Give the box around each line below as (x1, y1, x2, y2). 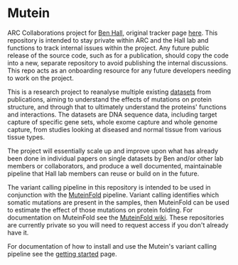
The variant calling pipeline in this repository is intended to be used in (7, 183, 211, 191)
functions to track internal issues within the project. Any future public (7, 43, 210, 52)
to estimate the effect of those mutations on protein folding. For (7, 205, 193, 214)
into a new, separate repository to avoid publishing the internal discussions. (7, 58, 229, 67)
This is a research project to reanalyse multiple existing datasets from (7, 87, 211, 96)
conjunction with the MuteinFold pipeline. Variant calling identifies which (7, 190, 219, 199)
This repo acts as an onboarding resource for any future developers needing (7, 66, 232, 75)
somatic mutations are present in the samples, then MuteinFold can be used (7, 198, 229, 207)
